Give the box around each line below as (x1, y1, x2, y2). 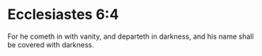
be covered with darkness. (7, 39, 94, 49)
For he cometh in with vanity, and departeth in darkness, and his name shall (7, 32, 254, 41)
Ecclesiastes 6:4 (7, 6, 120, 24)
